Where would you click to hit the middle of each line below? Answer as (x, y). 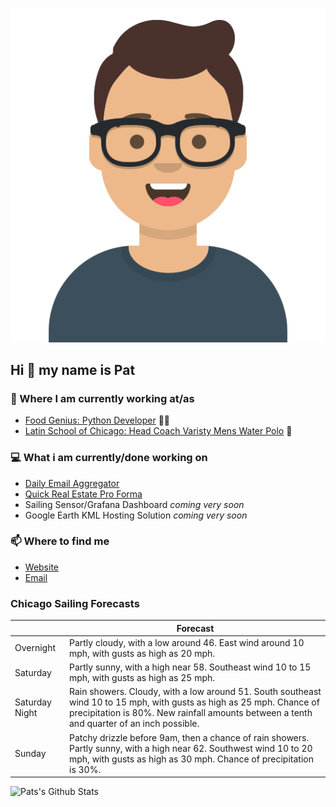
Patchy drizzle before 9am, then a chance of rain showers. (189, 737)
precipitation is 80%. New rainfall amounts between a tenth (191, 713)
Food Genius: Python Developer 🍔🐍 (97, 420)
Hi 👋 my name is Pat (73, 369)
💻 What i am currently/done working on (109, 458)
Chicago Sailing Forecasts (75, 603)
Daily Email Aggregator (72, 483)
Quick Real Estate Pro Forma (83, 494)
